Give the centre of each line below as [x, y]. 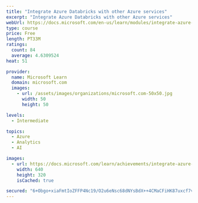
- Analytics [26, 142]
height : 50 [35, 104]
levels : [16, 115]
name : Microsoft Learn [39, 77]
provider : [18, 71]
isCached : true [35, 181]
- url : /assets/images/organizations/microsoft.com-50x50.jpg [95, 94]
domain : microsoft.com [39, 83]
